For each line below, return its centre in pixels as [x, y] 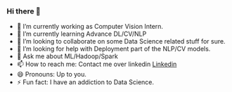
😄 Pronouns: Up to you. [52, 74]
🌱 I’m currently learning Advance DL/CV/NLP [82, 34]
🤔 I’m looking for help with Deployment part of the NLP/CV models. [114, 49]
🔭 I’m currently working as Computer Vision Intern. [90, 27]
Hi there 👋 [24, 11]
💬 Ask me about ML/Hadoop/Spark [67, 56]
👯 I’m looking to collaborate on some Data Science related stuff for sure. [121, 41]
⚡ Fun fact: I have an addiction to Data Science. [85, 82]
